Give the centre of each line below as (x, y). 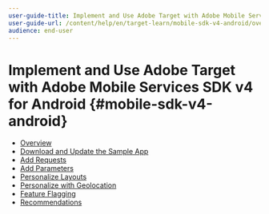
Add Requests (43, 160)
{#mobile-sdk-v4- (151, 104)
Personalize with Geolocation (68, 185)
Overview (36, 143)
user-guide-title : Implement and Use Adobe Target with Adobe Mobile (127, 16)
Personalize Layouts (53, 177)
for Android (47, 104)
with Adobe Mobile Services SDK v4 (131, 87)
